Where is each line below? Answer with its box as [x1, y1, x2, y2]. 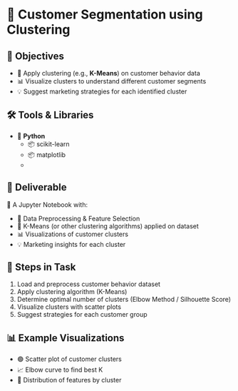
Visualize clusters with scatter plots [16, 303, 122, 311]
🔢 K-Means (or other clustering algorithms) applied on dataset [16, 221, 199, 230]
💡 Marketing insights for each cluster [16, 240, 126, 248]
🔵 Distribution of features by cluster [16, 376, 122, 385]
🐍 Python [16, 131, 46, 140]
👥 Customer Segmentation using [6, 6, 204, 23]
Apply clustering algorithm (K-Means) [16, 288, 128, 296]
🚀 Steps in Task [6, 261, 76, 273]
